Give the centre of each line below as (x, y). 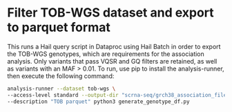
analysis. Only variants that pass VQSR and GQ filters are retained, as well (112, 61)
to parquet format (59, 27)
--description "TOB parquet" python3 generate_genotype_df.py (98, 102)
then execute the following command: (61, 76)
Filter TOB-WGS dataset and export (110, 13)
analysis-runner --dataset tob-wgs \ (61, 88)
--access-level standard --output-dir (63, 95)
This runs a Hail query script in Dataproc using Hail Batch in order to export (114, 46)
